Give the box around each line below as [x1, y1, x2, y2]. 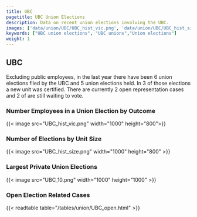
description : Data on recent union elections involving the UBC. [6, 19, 169, 25]
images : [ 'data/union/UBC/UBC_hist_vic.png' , [6, 25, 119, 31]
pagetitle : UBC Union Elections [6, 14, 85, 20]
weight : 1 [6, 36, 30, 42]
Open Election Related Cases [6, 191, 90, 199]
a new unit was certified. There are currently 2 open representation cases [6, 86, 184, 93]
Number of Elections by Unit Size [6, 135, 102, 143]
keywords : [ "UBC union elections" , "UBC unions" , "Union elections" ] [6, 31, 177, 36]
